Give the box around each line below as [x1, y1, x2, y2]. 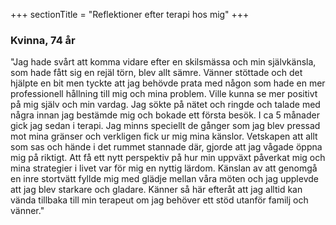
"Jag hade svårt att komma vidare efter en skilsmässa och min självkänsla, [10, 56, 317, 68]
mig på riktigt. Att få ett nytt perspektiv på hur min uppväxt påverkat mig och [10, 152, 326, 164]
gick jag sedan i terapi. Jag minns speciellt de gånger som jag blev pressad [10, 120, 321, 132]
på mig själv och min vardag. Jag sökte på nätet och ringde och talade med [10, 99, 321, 111]
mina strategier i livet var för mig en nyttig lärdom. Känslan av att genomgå [10, 162, 318, 174]
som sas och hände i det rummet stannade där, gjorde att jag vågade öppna [10, 141, 323, 153]
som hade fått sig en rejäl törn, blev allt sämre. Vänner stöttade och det [10, 67, 303, 79]
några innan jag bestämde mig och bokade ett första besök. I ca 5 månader [10, 109, 320, 121]
